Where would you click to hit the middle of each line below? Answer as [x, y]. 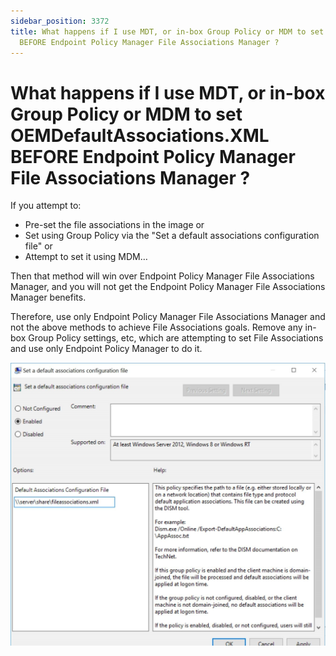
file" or [38, 246]
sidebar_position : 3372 [60, 21]
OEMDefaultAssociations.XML [140, 135]
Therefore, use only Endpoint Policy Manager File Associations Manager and [168, 317]
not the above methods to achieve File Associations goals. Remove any [156, 327]
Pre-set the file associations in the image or [114, 225]
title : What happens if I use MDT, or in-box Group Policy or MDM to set [167, 31]
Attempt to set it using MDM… [86, 257]
